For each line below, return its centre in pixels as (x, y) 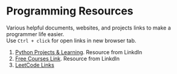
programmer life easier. (35, 34)
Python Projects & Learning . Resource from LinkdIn (79, 52)
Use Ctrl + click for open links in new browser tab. (71, 40)
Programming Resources (70, 11)
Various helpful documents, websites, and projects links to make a (88, 28)
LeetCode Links (34, 65)
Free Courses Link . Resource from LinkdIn (67, 58)
